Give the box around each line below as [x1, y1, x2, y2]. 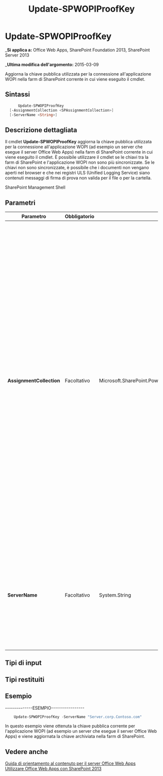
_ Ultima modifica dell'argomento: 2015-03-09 [5, 61, 99, 67]
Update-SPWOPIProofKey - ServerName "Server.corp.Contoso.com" [14, 714, 142, 719]
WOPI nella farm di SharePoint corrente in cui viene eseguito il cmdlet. [5, 76, 146, 82]
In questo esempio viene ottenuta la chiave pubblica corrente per [5, 723, 135, 729]
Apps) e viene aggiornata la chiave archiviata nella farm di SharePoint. [5, 734, 146, 739]
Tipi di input [5, 659, 42, 667]
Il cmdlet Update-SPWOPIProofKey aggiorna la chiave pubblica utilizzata [5, 139, 152, 145]
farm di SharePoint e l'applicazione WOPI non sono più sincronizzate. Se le [5, 159, 155, 165]
